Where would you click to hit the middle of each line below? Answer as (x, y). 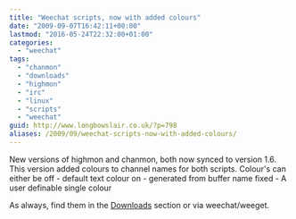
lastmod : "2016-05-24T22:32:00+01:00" (81, 34)
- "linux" (35, 101)
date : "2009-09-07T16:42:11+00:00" (75, 26)
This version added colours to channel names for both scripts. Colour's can (148, 168)
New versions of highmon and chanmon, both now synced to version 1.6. (143, 159)
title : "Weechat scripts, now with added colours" (105, 17)
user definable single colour (61, 188)
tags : (19, 59)
